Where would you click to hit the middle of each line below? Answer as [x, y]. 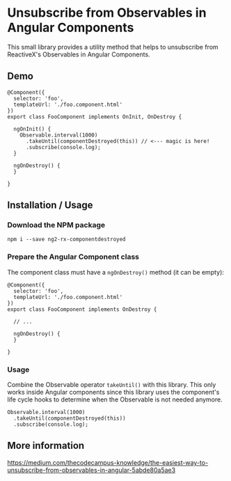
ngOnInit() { [32, 129]
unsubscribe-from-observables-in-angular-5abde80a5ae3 [91, 470]
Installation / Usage [50, 205]
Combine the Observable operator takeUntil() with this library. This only [112, 385]
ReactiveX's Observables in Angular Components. [79, 54]
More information [46, 446]
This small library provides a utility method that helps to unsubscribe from [113, 47]
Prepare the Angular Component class [73, 257]
